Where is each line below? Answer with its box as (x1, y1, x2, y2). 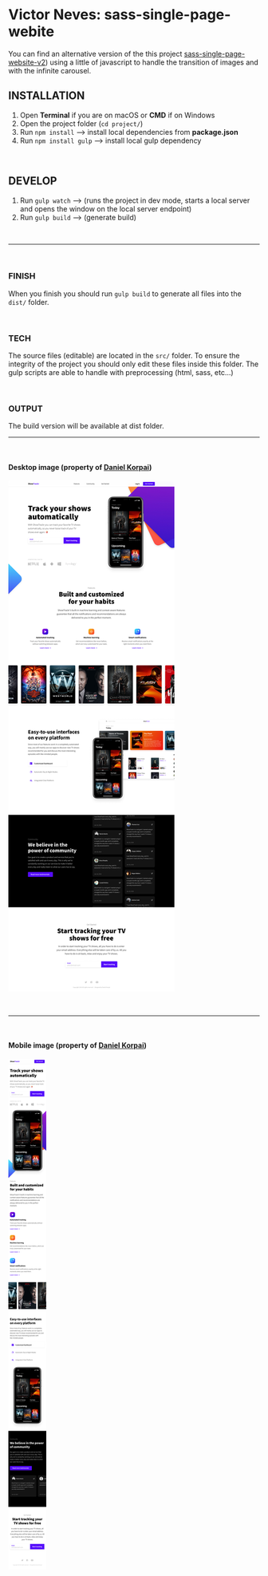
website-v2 (8, 57, 46, 67)
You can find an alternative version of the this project (8, 49, 183, 58)
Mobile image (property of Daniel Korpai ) (8, 1041, 148, 1050)
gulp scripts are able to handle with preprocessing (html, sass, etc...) (8, 368, 234, 377)
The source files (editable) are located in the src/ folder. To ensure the (8, 351, 240, 361)
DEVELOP (8, 174, 57, 188)
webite (8, 22, 54, 41)
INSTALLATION (8, 89, 85, 103)
